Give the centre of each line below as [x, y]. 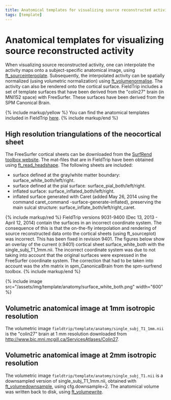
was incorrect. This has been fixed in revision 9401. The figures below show [85, 239]
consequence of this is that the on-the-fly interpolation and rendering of [81, 228]
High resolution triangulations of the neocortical [83, 134]
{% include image [24, 281]
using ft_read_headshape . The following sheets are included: [69, 165]
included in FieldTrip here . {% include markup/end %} [62, 118]
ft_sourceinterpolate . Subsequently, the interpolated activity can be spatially [85, 76]
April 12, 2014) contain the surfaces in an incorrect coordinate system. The [83, 223]
